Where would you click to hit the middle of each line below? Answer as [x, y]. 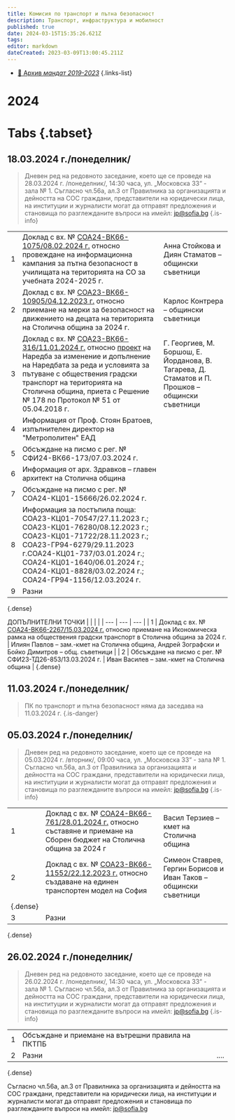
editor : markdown [33, 46]
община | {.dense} [34, 667]
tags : [15, 40]
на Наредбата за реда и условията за [86, 365]
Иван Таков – [186, 877]
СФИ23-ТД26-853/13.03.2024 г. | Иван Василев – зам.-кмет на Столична [116, 659]
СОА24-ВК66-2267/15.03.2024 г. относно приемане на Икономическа [112, 630]
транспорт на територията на [72, 383]
